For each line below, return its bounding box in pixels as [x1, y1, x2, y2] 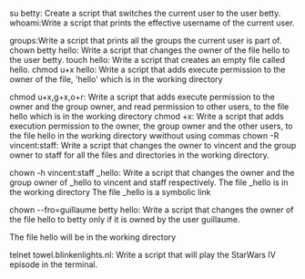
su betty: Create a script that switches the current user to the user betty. [9, 8, 281, 18]
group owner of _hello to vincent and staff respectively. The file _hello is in [9, 177, 289, 188]
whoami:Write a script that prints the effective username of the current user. [9, 17, 295, 28]
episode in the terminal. [9, 259, 98, 270]
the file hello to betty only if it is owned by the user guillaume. [9, 214, 240, 224]
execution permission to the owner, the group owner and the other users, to [9, 120, 293, 131]
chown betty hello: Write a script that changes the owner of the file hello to [9, 45, 290, 56]
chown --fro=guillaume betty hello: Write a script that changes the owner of [9, 204, 294, 215]
